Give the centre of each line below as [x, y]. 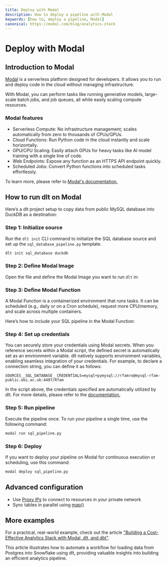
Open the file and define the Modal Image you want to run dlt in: [72, 277]
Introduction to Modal [40, 67]
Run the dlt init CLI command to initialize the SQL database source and [81, 239]
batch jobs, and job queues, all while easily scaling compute [79, 100]
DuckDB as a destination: [31, 214]
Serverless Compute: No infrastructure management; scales [74, 129]
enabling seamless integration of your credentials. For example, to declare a [83, 361]
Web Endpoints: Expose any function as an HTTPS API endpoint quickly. [87, 161]
